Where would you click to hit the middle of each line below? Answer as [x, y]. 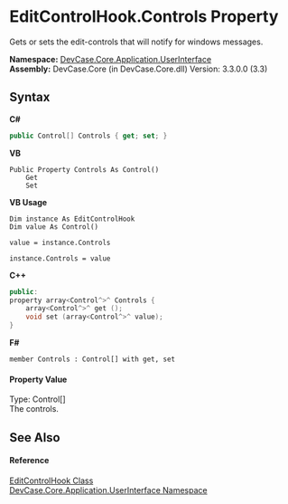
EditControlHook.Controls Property [144, 17]
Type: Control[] [37, 399]
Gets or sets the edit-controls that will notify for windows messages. [136, 42]
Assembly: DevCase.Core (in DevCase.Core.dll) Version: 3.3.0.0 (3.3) [139, 69]
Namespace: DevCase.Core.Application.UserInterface [111, 59]
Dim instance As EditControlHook [72, 219]
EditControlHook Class [51, 480]
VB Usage [28, 202]
